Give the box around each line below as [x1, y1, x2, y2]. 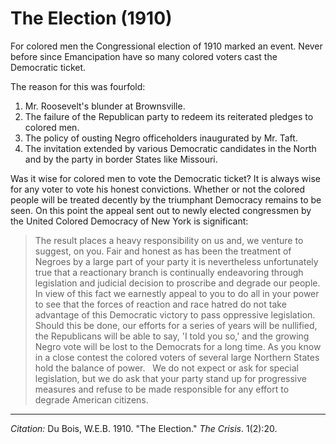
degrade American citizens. [34, 393, 149, 406]
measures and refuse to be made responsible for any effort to [34, 383, 290, 395]
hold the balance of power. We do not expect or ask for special [34, 362, 299, 374]
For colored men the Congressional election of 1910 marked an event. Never [10, 40, 323, 52]
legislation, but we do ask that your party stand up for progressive [34, 372, 308, 384]
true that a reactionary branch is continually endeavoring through [34, 266, 304, 278]
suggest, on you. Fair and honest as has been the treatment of [34, 245, 292, 257]
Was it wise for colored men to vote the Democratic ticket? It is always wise [10, 172, 321, 184]
